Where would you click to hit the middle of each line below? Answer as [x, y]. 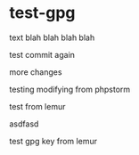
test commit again [42, 54]
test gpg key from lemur [53, 141]
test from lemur [37, 106]
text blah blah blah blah [52, 37]
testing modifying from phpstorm [70, 89]
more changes [36, 72]
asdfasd [24, 124]
